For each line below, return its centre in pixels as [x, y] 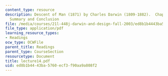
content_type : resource [30, 10]
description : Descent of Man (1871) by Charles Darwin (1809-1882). [78, 14]
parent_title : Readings [30, 47]
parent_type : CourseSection [34, 51]
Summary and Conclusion [34, 19]
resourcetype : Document [30, 56]
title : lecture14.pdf [28, 61]
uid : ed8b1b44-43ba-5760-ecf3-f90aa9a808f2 [51, 65]
